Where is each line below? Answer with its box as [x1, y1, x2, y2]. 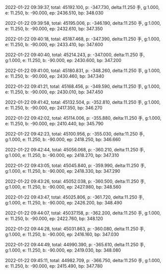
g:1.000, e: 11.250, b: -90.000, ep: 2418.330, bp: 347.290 [5, 168, 120, 174]
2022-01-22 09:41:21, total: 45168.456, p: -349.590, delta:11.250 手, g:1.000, [5, 83, 161, 89]
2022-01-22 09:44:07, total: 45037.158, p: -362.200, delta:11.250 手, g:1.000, [5, 210, 161, 216]
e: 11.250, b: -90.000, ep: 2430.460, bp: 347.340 [5, 73, 105, 79]
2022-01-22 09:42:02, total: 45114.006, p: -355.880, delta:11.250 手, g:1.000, [5, 115, 162, 121]
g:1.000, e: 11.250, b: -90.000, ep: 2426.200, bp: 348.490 [5, 200, 122, 205]
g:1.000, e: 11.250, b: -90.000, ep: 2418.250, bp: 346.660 [5, 137, 121, 142]
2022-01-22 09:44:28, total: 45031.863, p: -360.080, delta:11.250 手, [5, 226, 145, 232]
